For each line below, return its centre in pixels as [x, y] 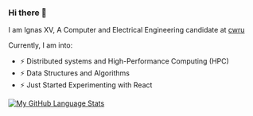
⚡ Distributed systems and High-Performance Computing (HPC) [124, 61]
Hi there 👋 [28, 13]
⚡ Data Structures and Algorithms [74, 73]
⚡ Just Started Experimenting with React [86, 85]
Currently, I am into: [41, 45]
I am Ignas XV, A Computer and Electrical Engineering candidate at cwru [127, 30]
